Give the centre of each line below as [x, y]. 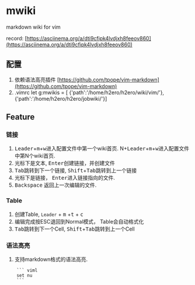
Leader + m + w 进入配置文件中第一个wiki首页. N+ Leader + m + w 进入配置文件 [102, 149]
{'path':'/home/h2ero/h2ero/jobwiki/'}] [61, 98]
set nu [25, 276]
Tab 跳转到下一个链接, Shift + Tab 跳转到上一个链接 [76, 170]
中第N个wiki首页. [35, 156]
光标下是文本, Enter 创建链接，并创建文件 [65, 163]
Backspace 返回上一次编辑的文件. [55, 185]
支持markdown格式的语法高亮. [51, 259]
